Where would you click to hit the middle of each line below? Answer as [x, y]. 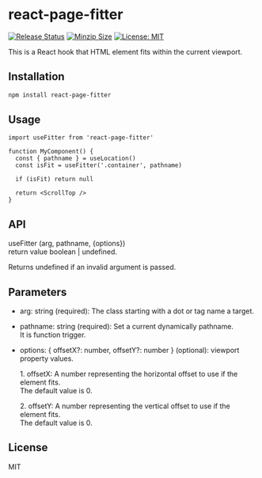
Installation [36, 77]
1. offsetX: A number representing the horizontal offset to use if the [129, 374]
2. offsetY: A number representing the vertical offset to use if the [125, 406]
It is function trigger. [53, 335]
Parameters [38, 292]
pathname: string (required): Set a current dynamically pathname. [126, 327]
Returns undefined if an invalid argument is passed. [92, 267]
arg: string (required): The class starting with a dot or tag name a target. [137, 311]
